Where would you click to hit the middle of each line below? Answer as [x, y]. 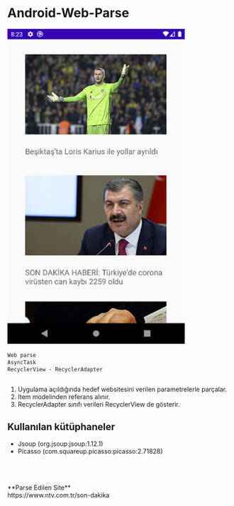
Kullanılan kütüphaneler [61, 427]
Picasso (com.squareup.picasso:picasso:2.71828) [90, 451]
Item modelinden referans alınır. [64, 397]
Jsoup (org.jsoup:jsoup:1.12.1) [60, 444]
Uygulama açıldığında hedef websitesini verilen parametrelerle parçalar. [122, 389]
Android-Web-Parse [68, 13]
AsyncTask [22, 363]
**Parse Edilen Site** [39, 488]
